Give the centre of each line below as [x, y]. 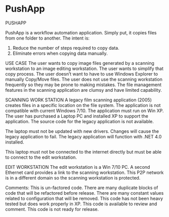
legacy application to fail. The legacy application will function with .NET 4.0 [83, 136]
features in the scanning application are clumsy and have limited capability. [83, 90]
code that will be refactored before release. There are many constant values [85, 193]
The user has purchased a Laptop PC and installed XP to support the [77, 116]
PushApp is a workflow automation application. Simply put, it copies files [81, 32]
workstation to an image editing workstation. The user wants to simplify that [84, 68]
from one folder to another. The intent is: [48, 38]
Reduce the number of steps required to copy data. [66, 48]
